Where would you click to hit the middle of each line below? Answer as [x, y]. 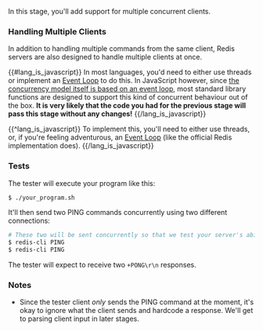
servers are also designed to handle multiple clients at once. [105, 57]
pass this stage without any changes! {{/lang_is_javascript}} [107, 114]
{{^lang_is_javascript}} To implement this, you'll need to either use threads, [129, 129]
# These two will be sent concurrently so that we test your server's [126, 235]
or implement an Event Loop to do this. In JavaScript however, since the [124, 81]
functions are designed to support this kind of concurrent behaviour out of [128, 97]
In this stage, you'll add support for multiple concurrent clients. [110, 11]
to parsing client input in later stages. [79, 319]
